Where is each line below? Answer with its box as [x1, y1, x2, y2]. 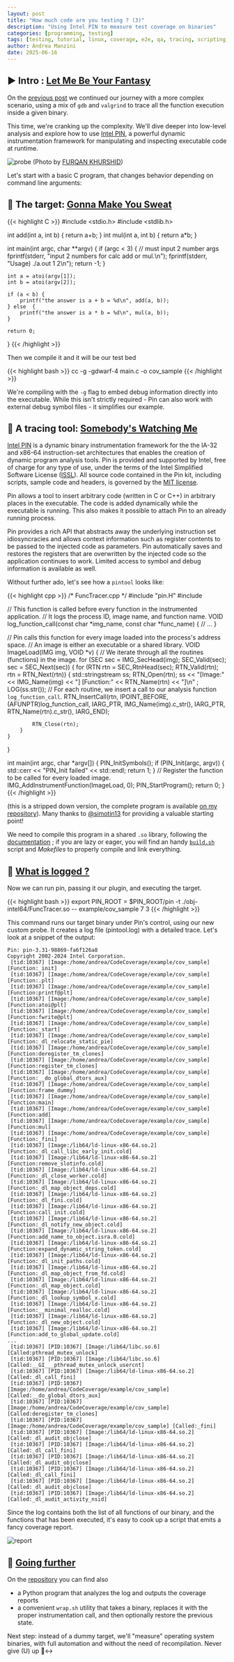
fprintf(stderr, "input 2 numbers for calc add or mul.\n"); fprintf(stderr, [7, 252, 208, 260]
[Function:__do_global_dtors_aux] [7, 1075, 108, 1082]
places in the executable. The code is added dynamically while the [7, 499, 198, 508]
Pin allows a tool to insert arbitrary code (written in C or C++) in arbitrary [7, 492, 216, 500]
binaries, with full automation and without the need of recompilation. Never [7, 1639, 222, 1647]
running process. [7, 514, 56, 522]
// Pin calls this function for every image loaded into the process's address [7, 633, 221, 642]
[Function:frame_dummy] [7, 1087, 77, 1094]
